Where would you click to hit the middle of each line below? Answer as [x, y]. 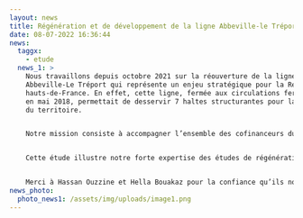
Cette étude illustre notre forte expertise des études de [139, 159]
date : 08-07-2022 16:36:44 [60, 34]
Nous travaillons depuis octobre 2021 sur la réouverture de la [149, 77]
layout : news [34, 18]
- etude [40, 59]
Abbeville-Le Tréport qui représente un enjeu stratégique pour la [155, 85]
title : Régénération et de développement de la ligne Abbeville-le [139, 26]
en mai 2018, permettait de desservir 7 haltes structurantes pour [155, 101]
